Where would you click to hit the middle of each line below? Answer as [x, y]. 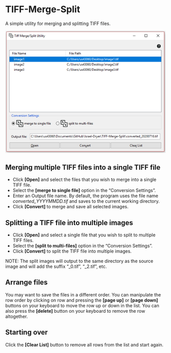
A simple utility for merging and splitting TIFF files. [58, 23]
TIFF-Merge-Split [43, 9]
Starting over [27, 332]
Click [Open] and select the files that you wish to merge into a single [84, 180]
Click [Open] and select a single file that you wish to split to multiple [84, 235]
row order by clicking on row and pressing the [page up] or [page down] [82, 300]
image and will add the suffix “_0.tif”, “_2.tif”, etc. [56, 266]
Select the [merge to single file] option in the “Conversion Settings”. [84, 191]
